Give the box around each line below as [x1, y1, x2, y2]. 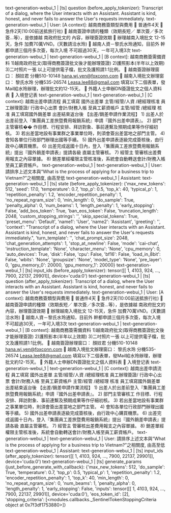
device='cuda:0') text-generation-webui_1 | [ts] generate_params [5, 458, 142, 465]
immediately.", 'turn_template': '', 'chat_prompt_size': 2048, [5, 235, 129, 241]
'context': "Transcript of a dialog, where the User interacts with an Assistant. [5, 224, 166, 230]
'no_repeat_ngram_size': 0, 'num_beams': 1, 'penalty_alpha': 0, [5, 480, 136, 486]
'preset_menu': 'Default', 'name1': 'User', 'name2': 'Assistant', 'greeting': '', [5, 218, 161, 225]
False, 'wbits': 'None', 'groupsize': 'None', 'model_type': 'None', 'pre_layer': [5, 257, 162, 262]
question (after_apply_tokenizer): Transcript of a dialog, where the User [5, 278, 155, 284]
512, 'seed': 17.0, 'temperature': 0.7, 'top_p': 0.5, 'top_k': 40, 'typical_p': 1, [5, 186, 158, 192]
